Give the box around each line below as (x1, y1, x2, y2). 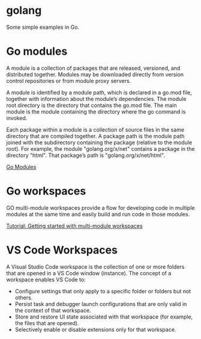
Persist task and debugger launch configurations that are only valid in (14, 300, 187, 307)
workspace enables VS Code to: (6, 276, 86, 283)
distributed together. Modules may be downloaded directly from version (6, 70, 184, 78)
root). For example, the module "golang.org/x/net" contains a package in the (6, 145, 195, 152)
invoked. (6, 114, 28, 121)
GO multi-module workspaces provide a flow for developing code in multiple (6, 204, 195, 211)
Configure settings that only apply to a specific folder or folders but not (14, 287, 191, 295)
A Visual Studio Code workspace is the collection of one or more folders (6, 263, 185, 270)
